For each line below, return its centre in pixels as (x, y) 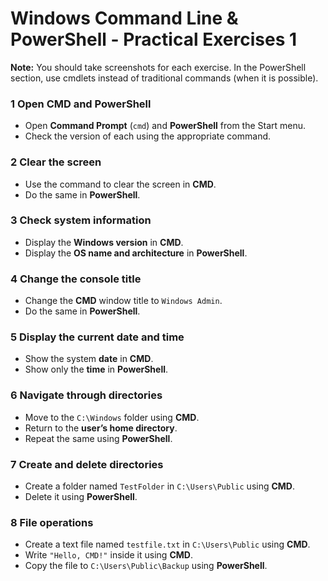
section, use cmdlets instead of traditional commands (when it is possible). (164, 78)
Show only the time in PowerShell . (96, 369)
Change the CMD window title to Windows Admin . (123, 301)
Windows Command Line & (124, 18)
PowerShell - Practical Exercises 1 (154, 39)
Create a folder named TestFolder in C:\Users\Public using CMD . (160, 486)
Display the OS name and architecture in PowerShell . (136, 253)
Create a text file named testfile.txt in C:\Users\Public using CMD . (167, 544)
